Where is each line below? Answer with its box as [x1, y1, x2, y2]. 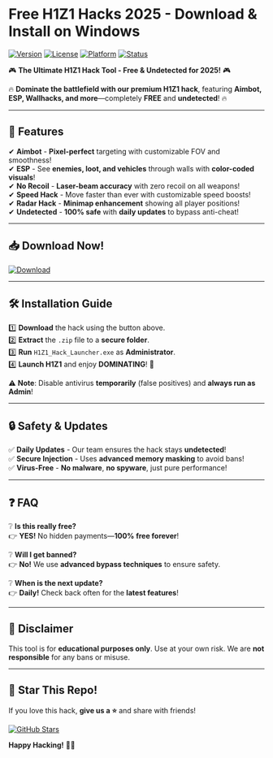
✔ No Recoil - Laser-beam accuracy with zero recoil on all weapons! [8, 180, 240, 191]
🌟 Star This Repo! [8, 683, 97, 697]
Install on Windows [8, 22, 141, 41]
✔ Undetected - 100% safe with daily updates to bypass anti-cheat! [8, 206, 240, 216]
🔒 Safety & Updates [8, 419, 108, 433]
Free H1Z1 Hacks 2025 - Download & [8, 5, 258, 24]
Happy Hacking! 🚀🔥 [8, 740, 76, 750]
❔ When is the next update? [8, 578, 103, 587]
